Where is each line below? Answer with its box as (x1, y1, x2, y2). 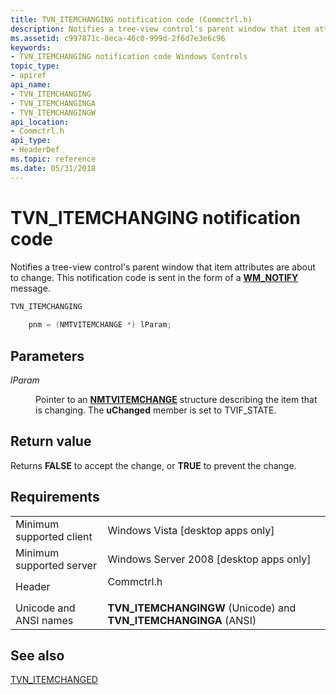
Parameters (10, 347, 85, 365)
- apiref (10, 71, 47, 81)
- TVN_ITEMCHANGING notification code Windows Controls (10, 52, 248, 62)
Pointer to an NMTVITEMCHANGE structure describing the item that (35, 394, 318, 405)
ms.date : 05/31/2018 (10, 163, 97, 173)
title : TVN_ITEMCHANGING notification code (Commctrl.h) (10, 14, 253, 25)
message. (10, 282, 51, 294)
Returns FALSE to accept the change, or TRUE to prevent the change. (10, 459, 297, 471)
